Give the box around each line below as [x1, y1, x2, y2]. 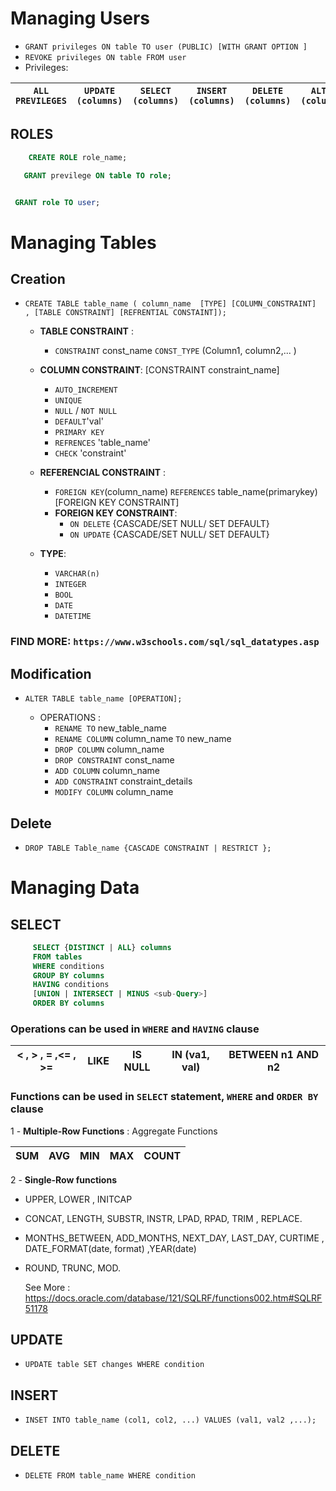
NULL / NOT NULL [54, 405, 118, 417]
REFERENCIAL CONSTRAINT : [39, 467, 167, 479]
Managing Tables [10, 231, 157, 254]
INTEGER [54, 580, 87, 590]
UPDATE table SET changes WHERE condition [24, 1360, 205, 1370]
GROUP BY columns [32, 970, 105, 981]
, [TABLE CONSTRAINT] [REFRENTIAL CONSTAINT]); [24, 308, 227, 318]
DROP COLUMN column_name [54, 743, 165, 756]
